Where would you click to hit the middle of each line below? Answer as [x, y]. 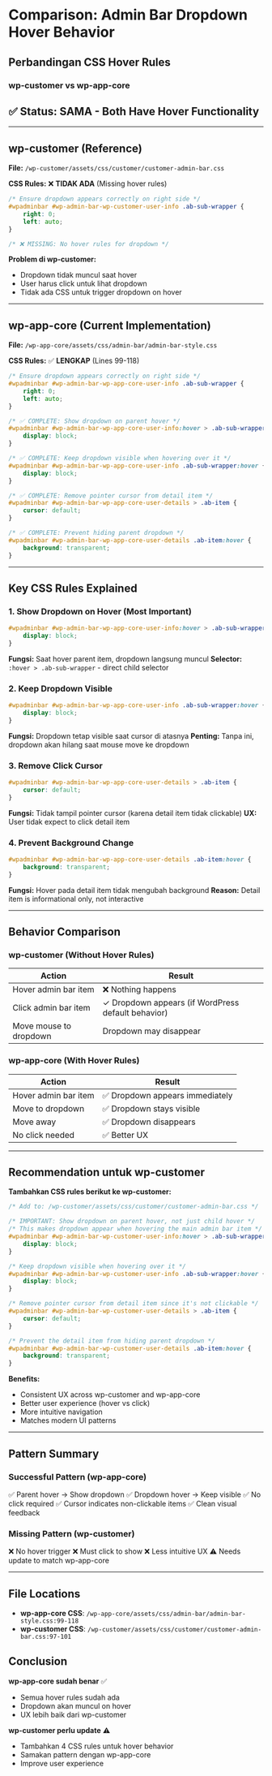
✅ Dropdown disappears [149, 1122]
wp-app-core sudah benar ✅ [58, 1681]
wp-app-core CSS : [52, 1613]
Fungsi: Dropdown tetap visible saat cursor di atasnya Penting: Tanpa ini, [131, 735]
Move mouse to [42, 1026]
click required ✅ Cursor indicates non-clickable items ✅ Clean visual [123, 1503]
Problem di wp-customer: [53, 259]
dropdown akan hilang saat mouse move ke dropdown [99, 744]
